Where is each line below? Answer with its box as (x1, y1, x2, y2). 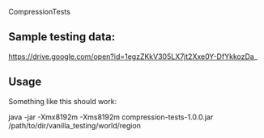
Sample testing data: (8, 30, 116, 44)
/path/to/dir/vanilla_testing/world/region (8, 120, 142, 130)
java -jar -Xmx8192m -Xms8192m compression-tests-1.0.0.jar (8, 112, 214, 122)
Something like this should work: (8, 96, 117, 106)
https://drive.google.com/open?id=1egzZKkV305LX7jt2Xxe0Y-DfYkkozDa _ (8, 52, 258, 61)
